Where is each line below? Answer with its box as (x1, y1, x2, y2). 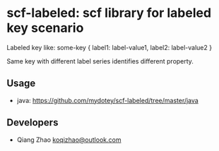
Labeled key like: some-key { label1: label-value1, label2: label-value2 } (6, 43, 213, 52)
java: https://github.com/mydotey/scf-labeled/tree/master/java (16, 96, 199, 104)
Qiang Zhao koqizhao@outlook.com (16, 135, 122, 144)
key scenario (6, 20, 84, 36)
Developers (6, 116, 59, 128)
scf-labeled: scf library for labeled (6, 5, 212, 21)
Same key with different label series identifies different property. (6, 56, 194, 65)
